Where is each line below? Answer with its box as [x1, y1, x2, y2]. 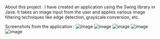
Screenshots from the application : [5, 24, 75, 29]
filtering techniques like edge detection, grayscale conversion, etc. [5, 14, 139, 20]
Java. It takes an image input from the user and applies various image [5, 9, 145, 15]
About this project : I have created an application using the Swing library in [5, 4, 155, 10]
